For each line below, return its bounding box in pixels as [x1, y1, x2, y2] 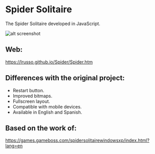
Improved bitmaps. [12, 93, 53, 99]
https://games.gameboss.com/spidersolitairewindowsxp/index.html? [5, 137, 150, 144]
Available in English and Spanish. [12, 109, 82, 115]
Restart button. [12, 87, 45, 93]
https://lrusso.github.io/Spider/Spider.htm [5, 59, 93, 65]
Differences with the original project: [5, 74, 125, 82]
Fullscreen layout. [12, 98, 50, 104]
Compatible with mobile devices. [12, 103, 82, 109]
